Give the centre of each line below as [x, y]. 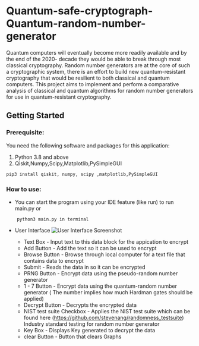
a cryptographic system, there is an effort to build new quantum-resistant [96, 71]
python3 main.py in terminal [53, 219]
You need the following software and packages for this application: [88, 145]
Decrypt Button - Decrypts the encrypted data [80, 305]
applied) [34, 298]
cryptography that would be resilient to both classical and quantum [88, 78]
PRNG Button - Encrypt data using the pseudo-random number [101, 273]
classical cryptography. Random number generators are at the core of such [98, 65]
